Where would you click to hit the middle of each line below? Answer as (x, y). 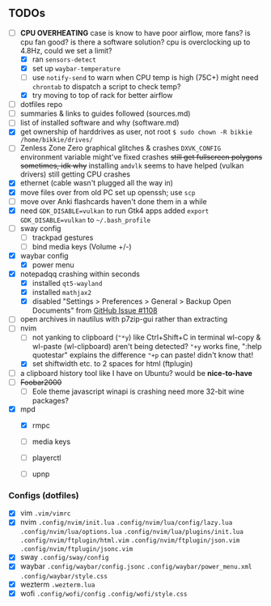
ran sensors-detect (64, 59)
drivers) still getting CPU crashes (75, 174)
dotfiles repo (41, 105)
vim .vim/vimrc (45, 513)
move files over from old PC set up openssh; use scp (108, 192)
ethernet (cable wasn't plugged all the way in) (97, 183)
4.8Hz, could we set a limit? (66, 50)
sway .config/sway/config (64, 557)
